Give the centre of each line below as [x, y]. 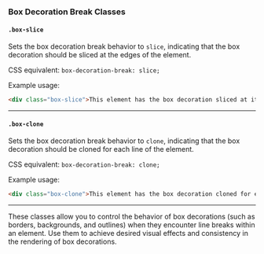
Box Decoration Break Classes [67, 12]
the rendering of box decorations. [62, 241]
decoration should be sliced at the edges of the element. [100, 55]
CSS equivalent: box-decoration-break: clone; [84, 164]
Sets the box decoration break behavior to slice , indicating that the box [124, 46]
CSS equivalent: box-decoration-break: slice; [84, 70]
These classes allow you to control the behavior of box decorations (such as [132, 217]
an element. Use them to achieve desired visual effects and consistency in [128, 234]
